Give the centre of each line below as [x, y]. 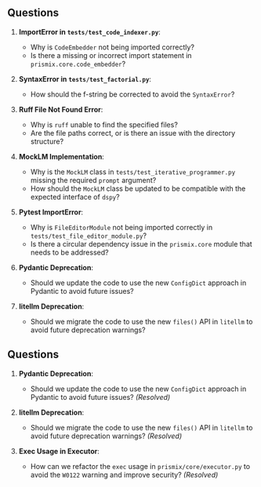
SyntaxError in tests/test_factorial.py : [85, 79]
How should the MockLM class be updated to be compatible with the [138, 189]
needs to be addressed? [69, 252]
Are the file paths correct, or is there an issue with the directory [133, 133]
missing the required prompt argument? [93, 180]
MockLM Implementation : [62, 156]
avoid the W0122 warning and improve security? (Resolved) [124, 474]
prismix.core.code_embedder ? [78, 64]
